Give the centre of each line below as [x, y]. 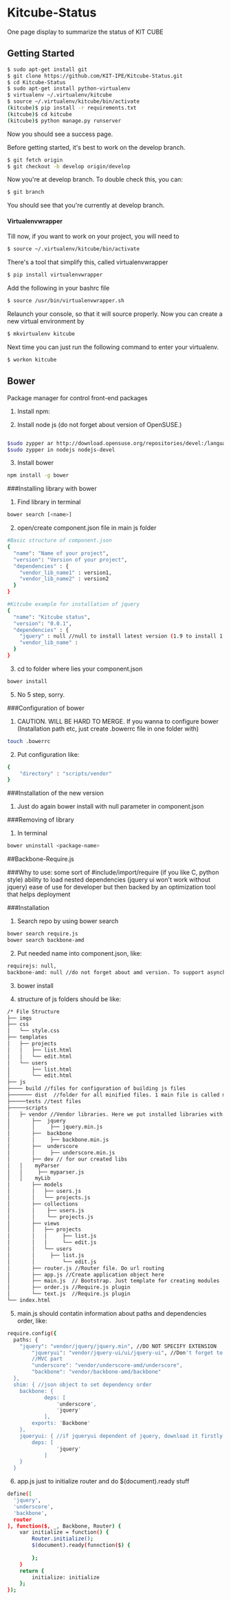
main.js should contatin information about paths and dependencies [112, 1313]
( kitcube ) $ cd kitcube [40, 114]
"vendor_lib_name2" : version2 [64, 579]
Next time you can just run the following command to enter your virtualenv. [113, 347]
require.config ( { [32, 1333]
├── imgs [20, 1018]
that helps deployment [39, 894]
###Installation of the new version [56, 793]
